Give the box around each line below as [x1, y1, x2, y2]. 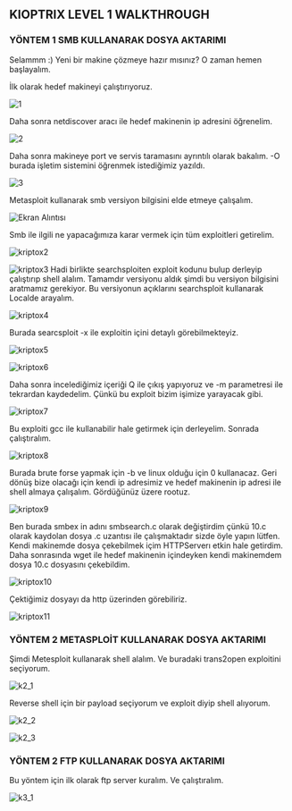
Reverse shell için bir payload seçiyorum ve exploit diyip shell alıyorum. [9, 697, 271, 708]
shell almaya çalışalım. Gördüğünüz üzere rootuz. [9, 486, 190, 497]
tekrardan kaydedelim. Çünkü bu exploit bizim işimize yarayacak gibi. [9, 388, 263, 399]
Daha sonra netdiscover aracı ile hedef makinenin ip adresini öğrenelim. [9, 115, 273, 126]
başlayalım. [9, 63, 51, 74]
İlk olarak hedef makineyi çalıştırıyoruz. [9, 80, 154, 92]
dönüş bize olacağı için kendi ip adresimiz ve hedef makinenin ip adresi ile [9, 477, 282, 487]
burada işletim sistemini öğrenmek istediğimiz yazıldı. [9, 160, 205, 171]
